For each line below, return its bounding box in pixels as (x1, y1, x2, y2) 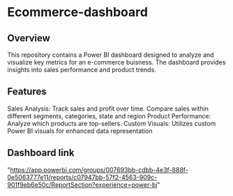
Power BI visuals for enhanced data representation (7, 127, 153, 135)
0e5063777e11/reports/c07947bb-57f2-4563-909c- (7, 173, 158, 181)
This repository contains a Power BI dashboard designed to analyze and (7, 50, 214, 59)
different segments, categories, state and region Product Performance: (7, 111, 211, 120)
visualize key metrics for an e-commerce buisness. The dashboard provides (7, 58, 226, 66)
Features (7, 85, 47, 98)
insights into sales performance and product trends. (7, 66, 157, 73)
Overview (7, 32, 51, 44)
